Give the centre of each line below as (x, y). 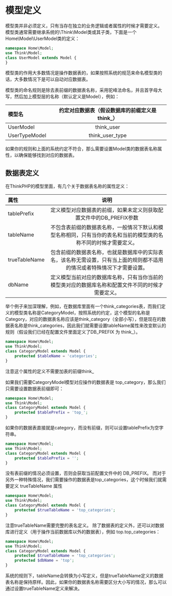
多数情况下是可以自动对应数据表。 (55, 79)
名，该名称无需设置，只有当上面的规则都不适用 (107, 260)
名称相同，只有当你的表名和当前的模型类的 (107, 235)
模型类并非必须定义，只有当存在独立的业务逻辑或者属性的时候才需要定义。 (84, 26)
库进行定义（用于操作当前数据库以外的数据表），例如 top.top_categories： (83, 531)
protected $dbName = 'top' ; (44, 561)
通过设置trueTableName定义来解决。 (44, 588)
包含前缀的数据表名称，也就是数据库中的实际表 (107, 253)
